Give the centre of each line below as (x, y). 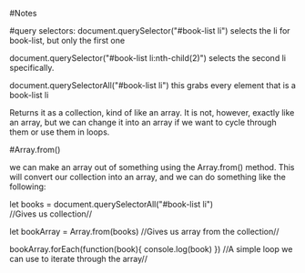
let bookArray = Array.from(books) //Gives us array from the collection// (144, 232)
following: (28, 187)
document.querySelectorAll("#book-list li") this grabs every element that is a (152, 85)
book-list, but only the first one (67, 40)
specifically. (32, 68)
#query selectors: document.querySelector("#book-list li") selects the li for (150, 30)
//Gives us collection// (51, 214)
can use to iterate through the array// (79, 259)
